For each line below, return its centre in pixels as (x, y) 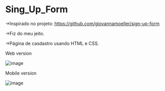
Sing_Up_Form (37, 9)
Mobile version (21, 73)
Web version (19, 53)
